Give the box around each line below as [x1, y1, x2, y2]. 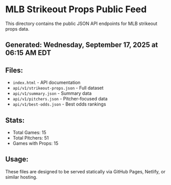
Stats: [5, 116, 25, 124]
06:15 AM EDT [5, 48, 52, 57]
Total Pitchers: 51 [12, 135, 49, 141]
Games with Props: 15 [12, 140, 59, 146]
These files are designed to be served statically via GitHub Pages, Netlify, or [5, 168, 166, 174]
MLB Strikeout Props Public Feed [5, 4, 147, 15]
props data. [5, 25, 30, 32]
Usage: [5, 155, 29, 164]
